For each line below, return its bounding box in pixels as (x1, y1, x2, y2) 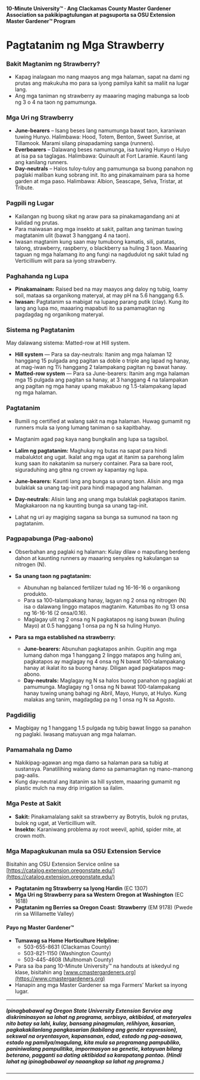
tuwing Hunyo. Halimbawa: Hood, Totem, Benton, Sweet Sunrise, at (14, 133, 180, 140)
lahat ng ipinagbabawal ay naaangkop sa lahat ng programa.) (6, 1057, 164, 1065)
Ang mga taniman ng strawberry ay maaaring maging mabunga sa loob (14, 93, 189, 100)
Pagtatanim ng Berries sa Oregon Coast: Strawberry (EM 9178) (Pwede (14, 904, 193, 911)
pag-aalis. (14, 772, 40, 779)
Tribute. (14, 184, 35, 191)
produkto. (23, 590, 48, 597)
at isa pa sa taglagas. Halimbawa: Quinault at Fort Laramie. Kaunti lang (14, 152, 188, 159)
